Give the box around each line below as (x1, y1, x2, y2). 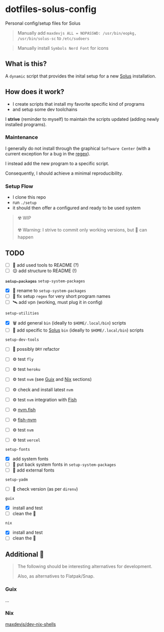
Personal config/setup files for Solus (5, 20, 81, 26)
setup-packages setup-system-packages (5, 279, 85, 284)
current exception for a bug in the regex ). (5, 150, 90, 156)
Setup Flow (5, 183, 34, 190)
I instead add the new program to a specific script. (5, 160, 109, 167)
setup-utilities (5, 311, 39, 316)
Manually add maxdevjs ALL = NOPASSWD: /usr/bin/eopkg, (17, 30, 137, 36)
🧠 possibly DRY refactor (12, 346, 60, 352)
